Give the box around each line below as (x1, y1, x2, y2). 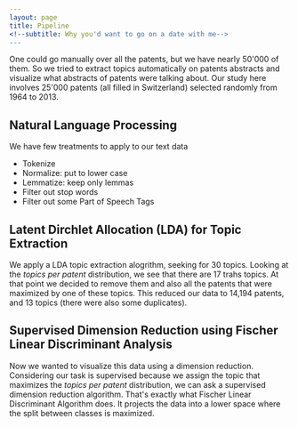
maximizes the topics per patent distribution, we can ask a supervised (9, 379, 266, 390)
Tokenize (21, 158, 56, 169)
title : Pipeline (9, 21, 69, 30)
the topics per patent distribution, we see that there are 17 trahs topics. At (9, 269, 279, 279)
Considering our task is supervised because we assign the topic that (9, 370, 261, 381)
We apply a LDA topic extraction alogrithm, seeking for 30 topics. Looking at (9, 260, 289, 270)
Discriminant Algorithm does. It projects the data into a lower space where (9, 398, 281, 409)
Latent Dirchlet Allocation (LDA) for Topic (9, 222, 242, 237)
